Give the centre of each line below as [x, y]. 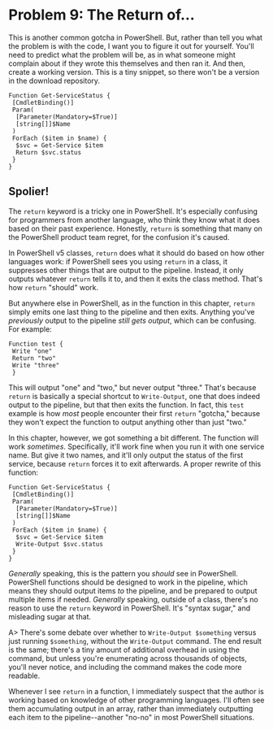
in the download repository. [54, 80]
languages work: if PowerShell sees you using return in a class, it [118, 261]
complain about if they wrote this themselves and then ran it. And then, [127, 63]
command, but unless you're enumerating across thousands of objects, [128, 658]
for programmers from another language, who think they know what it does [134, 219]
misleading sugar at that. [50, 616]
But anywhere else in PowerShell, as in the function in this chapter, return [132, 303]
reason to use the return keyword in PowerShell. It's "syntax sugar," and [130, 608]
